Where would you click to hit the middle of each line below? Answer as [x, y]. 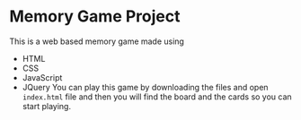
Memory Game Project [95, 17]
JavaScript [42, 77]
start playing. [47, 106]
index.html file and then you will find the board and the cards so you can [157, 97]
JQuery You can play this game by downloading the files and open [145, 87]
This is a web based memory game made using [97, 41]
